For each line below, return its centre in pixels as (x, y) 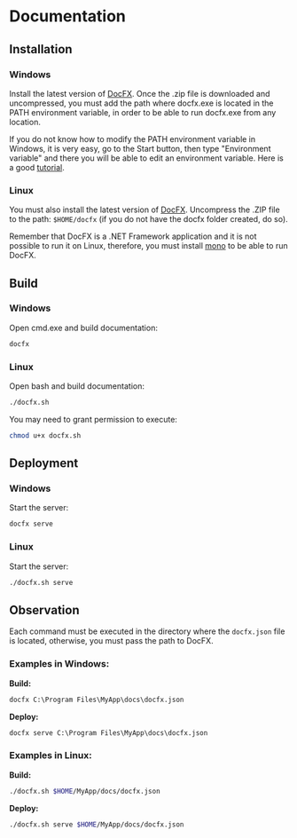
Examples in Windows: (59, 664)
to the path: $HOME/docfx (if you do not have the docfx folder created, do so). (148, 219)
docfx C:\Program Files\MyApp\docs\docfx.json (97, 700)
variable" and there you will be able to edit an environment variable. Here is (146, 158)
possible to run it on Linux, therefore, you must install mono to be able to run (148, 246)
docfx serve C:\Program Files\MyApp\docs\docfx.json (109, 733)
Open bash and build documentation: (77, 386)
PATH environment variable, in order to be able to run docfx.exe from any (143, 112)
